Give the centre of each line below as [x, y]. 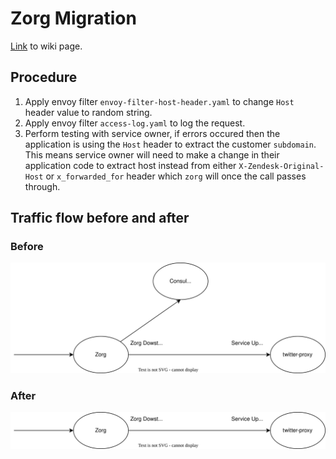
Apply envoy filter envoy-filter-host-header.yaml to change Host [159, 101]
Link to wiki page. [46, 46]
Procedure [44, 77]
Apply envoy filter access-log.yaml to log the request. [135, 123]
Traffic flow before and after [100, 218]
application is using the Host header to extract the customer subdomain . [170, 144]
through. [42, 186]
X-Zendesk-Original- [281, 166]
